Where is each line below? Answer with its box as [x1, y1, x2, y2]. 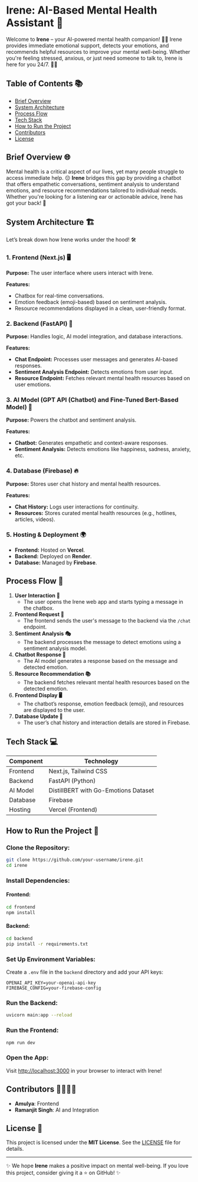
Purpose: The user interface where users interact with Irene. [6, 269, 154, 276]
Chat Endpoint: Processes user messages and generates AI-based [14, 355, 178, 362]
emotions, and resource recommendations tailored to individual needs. [6, 187, 178, 194]
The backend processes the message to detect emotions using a [23, 638, 181, 645]
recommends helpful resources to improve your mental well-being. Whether [6, 48, 190, 55]
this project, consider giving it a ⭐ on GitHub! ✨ [6, 1169, 121, 1177]
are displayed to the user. [23, 706, 85, 713]
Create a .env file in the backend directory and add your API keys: [6, 969, 164, 976]
